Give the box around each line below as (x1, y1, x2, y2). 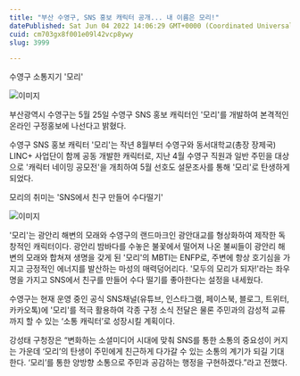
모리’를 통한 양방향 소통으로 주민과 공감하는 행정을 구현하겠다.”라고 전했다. (29, 357, 288, 368)
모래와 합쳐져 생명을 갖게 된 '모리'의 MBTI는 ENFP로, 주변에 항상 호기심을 (25, 252, 281, 263)
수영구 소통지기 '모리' (9, 71, 84, 82)
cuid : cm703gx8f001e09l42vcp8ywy (9, 29, 134, 38)
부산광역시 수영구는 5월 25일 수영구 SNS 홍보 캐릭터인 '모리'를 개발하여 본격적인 (9, 109, 289, 121)
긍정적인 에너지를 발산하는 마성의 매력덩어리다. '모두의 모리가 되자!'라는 (25, 263, 274, 274)
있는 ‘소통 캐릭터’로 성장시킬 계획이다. (44, 316, 176, 327)
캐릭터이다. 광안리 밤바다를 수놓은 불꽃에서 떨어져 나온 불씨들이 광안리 (32, 241, 277, 252)
